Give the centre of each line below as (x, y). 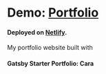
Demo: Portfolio (53, 13)
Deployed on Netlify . (37, 32)
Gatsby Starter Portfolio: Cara (51, 63)
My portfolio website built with (50, 48)
